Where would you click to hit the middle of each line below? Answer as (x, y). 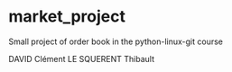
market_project (67, 17)
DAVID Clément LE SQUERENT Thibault (82, 58)
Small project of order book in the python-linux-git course (116, 41)
